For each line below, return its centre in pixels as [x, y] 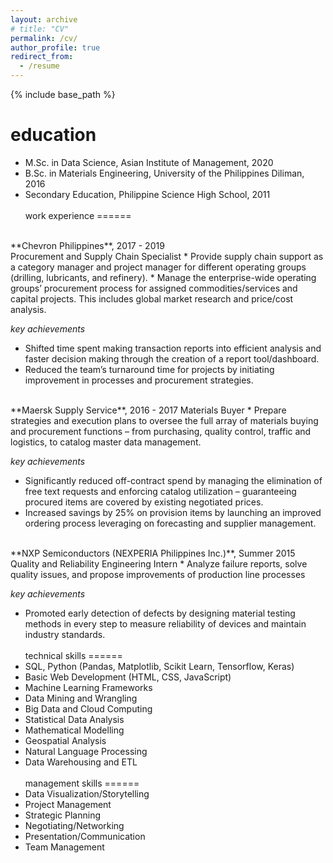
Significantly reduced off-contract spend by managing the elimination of [173, 480]
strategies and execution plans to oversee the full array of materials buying [164, 420]
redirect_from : [42, 57]
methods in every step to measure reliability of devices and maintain [165, 623]
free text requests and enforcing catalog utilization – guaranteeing [160, 491]
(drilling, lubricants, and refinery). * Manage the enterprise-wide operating [163, 277]
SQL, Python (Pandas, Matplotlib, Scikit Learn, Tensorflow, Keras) [159, 666]
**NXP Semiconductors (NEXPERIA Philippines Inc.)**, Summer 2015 [153, 553]
